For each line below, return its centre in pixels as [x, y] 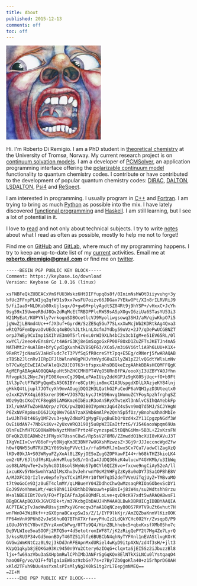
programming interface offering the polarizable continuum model [85, 168]
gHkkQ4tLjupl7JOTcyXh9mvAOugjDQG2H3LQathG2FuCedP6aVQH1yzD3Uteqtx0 [91, 389]
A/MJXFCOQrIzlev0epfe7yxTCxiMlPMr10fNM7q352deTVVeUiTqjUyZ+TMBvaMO [91, 477]
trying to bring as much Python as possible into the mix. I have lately [89, 204]
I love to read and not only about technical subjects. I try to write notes [92, 228]
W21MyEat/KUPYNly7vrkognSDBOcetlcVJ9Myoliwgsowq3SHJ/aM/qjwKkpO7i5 [91, 318]
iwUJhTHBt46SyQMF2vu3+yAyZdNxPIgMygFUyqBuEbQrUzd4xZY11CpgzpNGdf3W [91, 418]
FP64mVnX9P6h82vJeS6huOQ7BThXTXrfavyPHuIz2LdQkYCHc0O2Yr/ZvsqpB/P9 [91, 519]
